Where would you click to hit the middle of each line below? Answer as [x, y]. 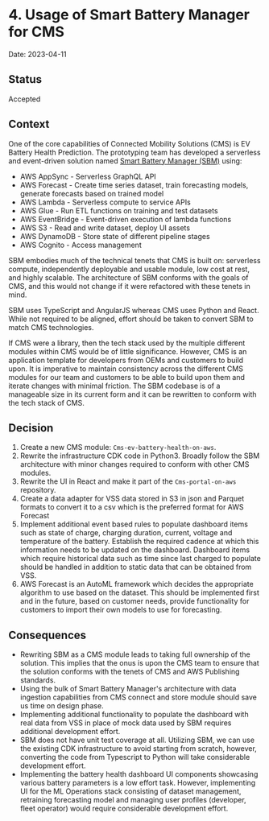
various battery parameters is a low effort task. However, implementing [138, 783]
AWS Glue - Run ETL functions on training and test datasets [119, 210]
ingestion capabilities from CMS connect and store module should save [139, 697]
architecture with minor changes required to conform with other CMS [134, 464]
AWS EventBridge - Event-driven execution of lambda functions [126, 219]
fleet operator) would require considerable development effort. [124, 809]
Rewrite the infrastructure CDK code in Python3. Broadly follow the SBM [140, 456]
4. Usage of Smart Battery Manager [129, 15]
